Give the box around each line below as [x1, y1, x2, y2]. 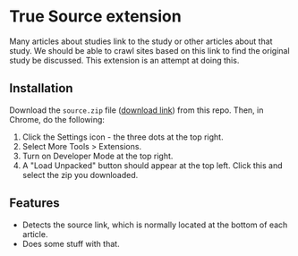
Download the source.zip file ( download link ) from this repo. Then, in [9, 105, 264, 115]
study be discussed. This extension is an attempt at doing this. [9, 55, 240, 65]
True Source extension [9, 6, 182, 27]
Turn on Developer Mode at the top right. [21, 150, 174, 161]
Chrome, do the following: [9, 114, 106, 124]
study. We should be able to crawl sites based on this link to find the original [9, 45, 290, 55]
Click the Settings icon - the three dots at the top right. [21, 132, 224, 142]
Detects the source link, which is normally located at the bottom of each [21, 219, 288, 230]
